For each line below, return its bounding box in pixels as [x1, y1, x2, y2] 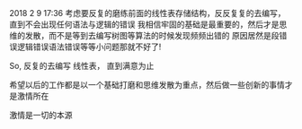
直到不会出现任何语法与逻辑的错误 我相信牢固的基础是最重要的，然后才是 [9, 19, 280, 30]
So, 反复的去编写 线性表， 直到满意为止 [9, 61, 155, 71]
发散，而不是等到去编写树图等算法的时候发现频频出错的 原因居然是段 [24, 30, 280, 40]
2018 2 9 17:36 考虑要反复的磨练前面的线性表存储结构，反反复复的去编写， [9, 8, 286, 18]
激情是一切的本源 [9, 110, 73, 120]
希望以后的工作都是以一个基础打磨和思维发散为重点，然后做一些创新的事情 [9, 80, 285, 90]
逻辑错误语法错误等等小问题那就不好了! [16, 41, 162, 52]
